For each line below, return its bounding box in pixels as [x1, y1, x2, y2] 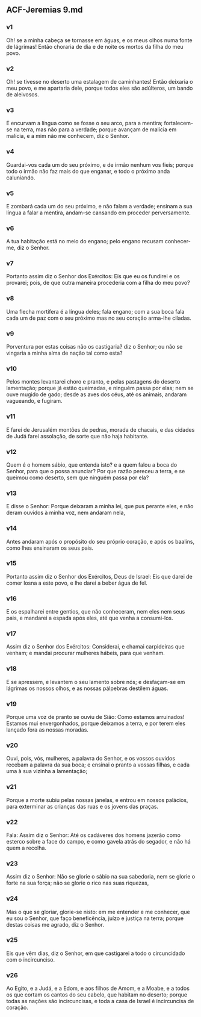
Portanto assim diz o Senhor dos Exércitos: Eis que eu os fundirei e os [6, 273, 180, 280]
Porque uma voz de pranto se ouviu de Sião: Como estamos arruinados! [6, 714, 185, 721]
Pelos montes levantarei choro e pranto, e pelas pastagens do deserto [6, 378, 181, 385]
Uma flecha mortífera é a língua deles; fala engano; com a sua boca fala [6, 308, 185, 315]
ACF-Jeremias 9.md [6, 5, 83, 15]
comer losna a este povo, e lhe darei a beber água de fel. [6, 579, 147, 586]
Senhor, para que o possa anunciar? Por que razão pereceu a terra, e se [6, 467, 185, 474]
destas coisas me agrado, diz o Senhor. [6, 921, 104, 928]
